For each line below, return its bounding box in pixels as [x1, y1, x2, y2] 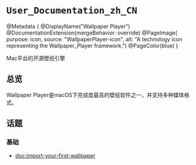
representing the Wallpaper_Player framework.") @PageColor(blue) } [6, 42, 178, 49]
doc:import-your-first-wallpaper [15, 152, 96, 160]
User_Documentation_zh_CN [6, 5, 138, 16]
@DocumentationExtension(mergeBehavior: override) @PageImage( [6, 29, 178, 36]
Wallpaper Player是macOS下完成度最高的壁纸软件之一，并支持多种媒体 [6, 91, 184, 98]
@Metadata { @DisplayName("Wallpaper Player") [6, 22, 130, 30]
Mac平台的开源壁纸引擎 [6, 54, 66, 62]
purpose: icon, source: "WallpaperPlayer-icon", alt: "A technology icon [6, 35, 183, 42]
